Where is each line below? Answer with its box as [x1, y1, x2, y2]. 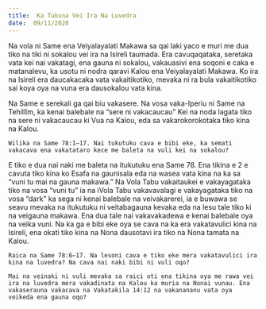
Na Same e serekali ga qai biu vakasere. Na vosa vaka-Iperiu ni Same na [8, 98, 245, 108]
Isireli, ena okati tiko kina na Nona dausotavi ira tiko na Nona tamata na [8, 227, 240, 237]
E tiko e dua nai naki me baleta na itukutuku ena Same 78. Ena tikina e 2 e [8, 160, 249, 169]
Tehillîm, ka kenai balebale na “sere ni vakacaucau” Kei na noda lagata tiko [8, 106, 253, 116]
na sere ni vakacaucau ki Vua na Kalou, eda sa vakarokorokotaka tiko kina [8, 115, 250, 125]
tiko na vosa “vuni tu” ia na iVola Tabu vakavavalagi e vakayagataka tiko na [8, 185, 253, 195]
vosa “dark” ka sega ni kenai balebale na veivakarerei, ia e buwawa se [8, 194, 238, 203]
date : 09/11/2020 [8, 19, 69, 27]
